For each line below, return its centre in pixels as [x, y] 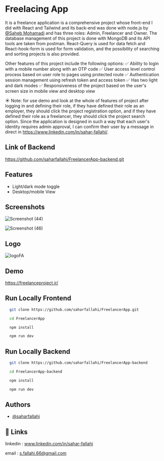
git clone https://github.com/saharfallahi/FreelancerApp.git [74, 310]
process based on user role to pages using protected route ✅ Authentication [82, 74]
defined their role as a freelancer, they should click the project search [75, 116]
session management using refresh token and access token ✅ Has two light [82, 80]
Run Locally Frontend [38, 298]
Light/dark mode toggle [36, 186]
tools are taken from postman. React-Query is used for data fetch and [75, 43]
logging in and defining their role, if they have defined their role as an [75, 106]
